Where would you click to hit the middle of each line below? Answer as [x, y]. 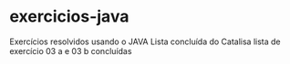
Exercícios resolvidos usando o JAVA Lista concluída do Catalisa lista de [145, 41]
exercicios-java [69, 17]
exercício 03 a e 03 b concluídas [71, 50]
